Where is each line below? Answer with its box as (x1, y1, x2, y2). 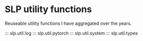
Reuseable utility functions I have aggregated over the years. (5, 20, 132, 26)
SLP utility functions (5, 4, 92, 15)
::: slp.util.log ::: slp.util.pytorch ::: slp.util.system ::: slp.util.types (5, 30, 138, 36)
